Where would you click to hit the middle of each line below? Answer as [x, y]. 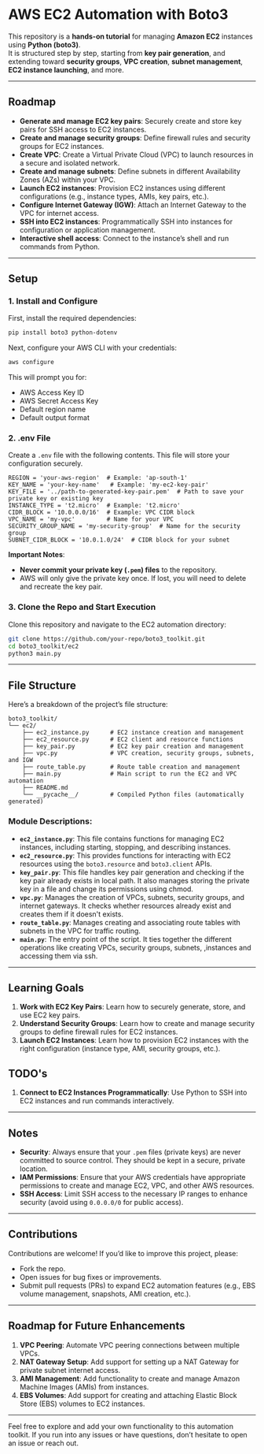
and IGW [21, 760]
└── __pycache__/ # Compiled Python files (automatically [133, 795]
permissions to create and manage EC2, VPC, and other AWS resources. [137, 1185]
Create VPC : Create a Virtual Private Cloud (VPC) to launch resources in [136, 154]
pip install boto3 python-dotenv [63, 333]
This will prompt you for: [48, 377]
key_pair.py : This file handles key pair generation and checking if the [132, 872]
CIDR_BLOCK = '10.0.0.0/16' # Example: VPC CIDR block [101, 513]
